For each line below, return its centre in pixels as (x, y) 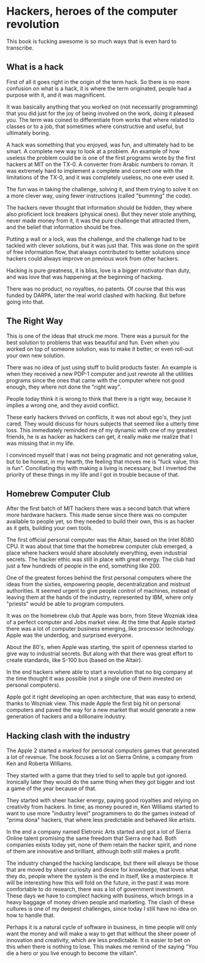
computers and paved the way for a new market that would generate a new (101, 710)
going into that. (25, 302)
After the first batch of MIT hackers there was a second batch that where (99, 508)
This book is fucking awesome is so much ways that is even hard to (91, 41)
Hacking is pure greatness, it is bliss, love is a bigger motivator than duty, (99, 270)
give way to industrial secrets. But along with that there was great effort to (100, 653)
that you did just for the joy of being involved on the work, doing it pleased (100, 113)
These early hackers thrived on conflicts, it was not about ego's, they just (99, 417)
